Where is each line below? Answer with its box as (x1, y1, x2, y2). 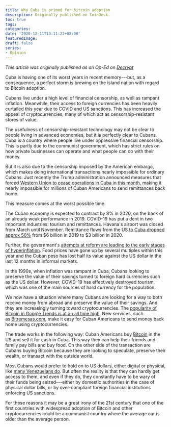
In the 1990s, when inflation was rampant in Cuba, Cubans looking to (5, 268, 150, 274)
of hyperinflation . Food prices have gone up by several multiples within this (5, 247, 163, 253)
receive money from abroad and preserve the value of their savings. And (5, 299, 158, 306)
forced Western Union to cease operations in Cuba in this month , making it (5, 180, 162, 186)
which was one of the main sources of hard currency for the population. (5, 284, 156, 290)
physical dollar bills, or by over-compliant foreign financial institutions (5, 384, 151, 390)
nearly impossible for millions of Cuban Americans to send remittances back (5, 185, 165, 191)
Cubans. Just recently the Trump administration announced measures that (5, 174, 161, 180)
